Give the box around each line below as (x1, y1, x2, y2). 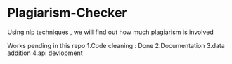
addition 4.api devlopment (7, 49, 83, 57)
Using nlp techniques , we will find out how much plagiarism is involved (7, 28, 214, 36)
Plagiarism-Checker (7, 5, 127, 21)
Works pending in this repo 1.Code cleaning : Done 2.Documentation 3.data (7, 41, 225, 49)
